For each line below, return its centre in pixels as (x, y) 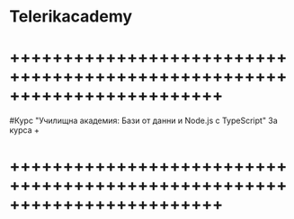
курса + (25, 130)
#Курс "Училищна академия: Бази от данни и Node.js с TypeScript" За (144, 121)
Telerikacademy (71, 17)
